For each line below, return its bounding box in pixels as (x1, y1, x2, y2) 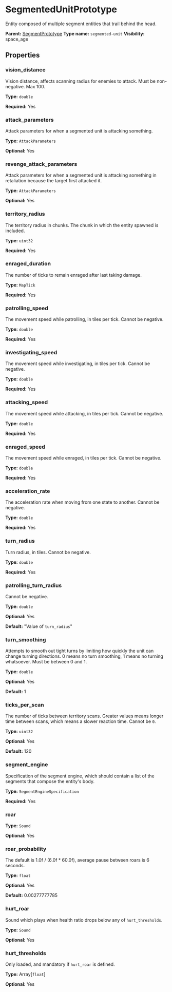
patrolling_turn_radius (5, 582, 62, 589)
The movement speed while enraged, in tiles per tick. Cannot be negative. (5, 455, 162, 461)
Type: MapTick (5, 281, 35, 288)
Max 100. (26, 83, 45, 89)
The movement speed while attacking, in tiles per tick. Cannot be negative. (5, 410, 163, 416)
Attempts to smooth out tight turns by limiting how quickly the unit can (5, 648, 154, 654)
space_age (5, 36, 29, 42)
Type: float (5, 872, 31, 879)
